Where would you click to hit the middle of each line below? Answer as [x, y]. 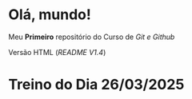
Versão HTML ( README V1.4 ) [57, 52]
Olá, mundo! [50, 15]
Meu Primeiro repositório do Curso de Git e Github [92, 37]
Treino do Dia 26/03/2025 [96, 85]
